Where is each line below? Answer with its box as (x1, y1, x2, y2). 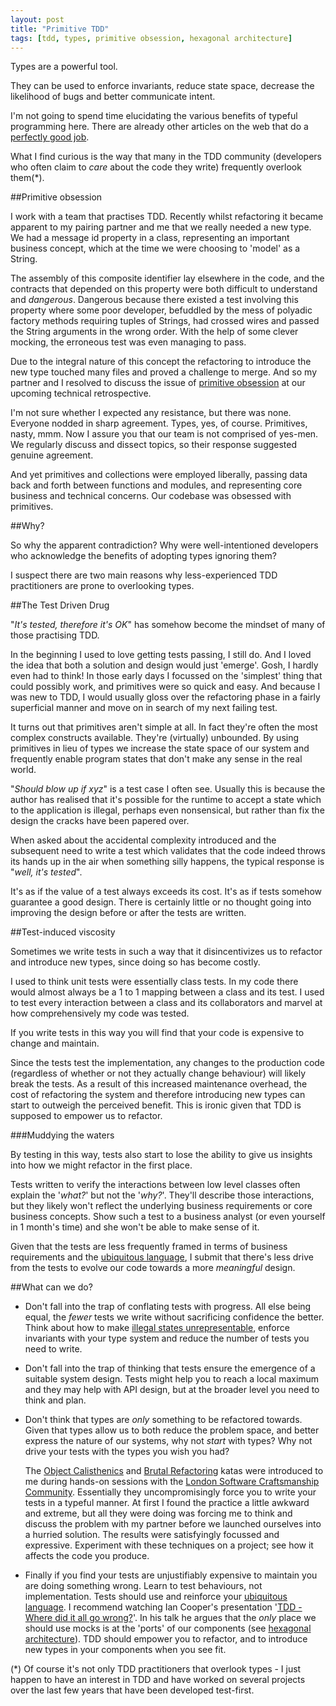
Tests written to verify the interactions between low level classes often (10, 1179, 301, 1191)
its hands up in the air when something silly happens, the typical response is (10, 856, 325, 868)
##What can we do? (10, 1281, 93, 1293)
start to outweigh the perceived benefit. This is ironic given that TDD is (10, 1099, 302, 1111)
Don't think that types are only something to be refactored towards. (24, 1414, 303, 1426)
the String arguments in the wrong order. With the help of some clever (10, 326, 299, 338)
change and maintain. (10, 1037, 100, 1050)
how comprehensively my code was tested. (10, 1007, 190, 1020)
